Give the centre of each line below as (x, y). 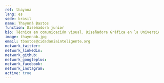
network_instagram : (25, 69)
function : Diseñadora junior (35, 28)
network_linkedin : (24, 50)
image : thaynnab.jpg (26, 37)
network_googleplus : (26, 60)
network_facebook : (24, 64)
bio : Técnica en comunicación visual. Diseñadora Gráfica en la (72, 32)
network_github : (21, 55)
